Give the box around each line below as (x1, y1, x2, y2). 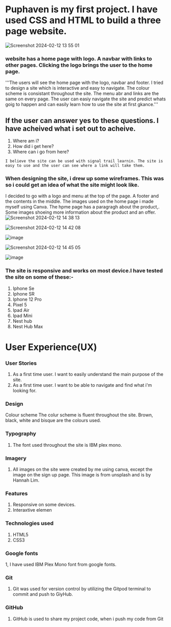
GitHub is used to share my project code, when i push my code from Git (12, 616, 163, 622)
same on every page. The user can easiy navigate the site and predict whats (5, 96, 166, 102)
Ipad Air (12, 307, 30, 313)
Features (5, 490, 28, 497)
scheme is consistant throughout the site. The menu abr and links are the (5, 91, 159, 97)
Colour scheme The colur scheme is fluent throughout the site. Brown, (5, 412, 153, 418)
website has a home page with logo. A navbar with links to (5, 55, 152, 62)
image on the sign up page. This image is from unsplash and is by (12, 472, 151, 478)
